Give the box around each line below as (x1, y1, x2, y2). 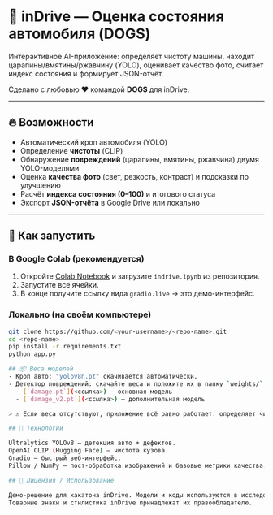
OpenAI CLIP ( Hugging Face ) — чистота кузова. (8, 447, 169, 455)
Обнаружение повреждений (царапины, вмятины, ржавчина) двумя (19, 154, 260, 164)
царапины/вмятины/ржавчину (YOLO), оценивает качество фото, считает (8, 60, 264, 70)
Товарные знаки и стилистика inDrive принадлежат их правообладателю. (8, 499, 253, 507)
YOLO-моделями (19, 162, 80, 173)
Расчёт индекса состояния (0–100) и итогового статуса (19, 188, 216, 198)
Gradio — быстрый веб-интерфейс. (8, 454, 122, 462)
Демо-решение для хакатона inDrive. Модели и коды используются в (8, 491, 238, 499)
